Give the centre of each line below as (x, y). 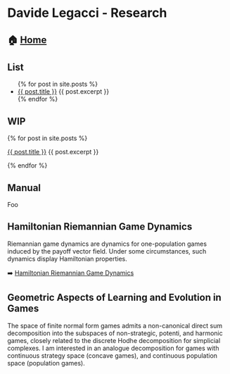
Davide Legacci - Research (87, 13)
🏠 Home (27, 40)
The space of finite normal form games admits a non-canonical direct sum (115, 325)
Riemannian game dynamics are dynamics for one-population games (107, 244)
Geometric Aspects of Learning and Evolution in (114, 298)
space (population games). (46, 363)
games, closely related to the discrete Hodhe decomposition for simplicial (114, 340)
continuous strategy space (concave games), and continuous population (113, 355)
